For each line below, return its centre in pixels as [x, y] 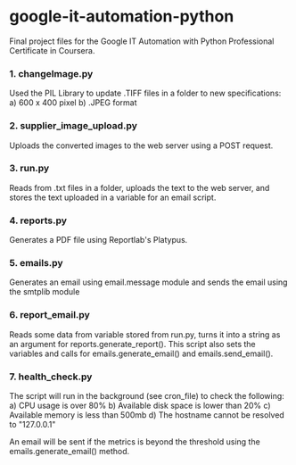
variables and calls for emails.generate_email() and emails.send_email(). [141, 353]
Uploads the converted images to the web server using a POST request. [141, 145]
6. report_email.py [50, 315]
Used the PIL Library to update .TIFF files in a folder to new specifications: [145, 93]
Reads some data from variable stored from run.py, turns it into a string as [145, 334]
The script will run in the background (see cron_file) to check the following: [147, 396]
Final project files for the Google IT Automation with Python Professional [142, 41]
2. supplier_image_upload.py [74, 126]
